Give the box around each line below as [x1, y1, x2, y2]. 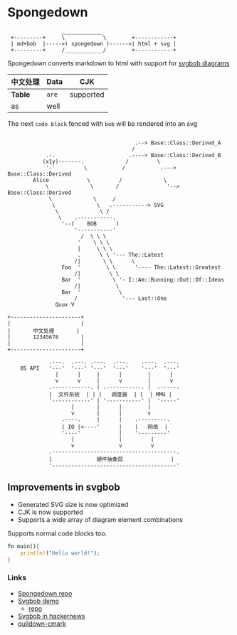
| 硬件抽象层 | [48, 456, 174, 463]
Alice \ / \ [33, 176, 167, 183]
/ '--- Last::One [74, 294, 167, 302]
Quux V [55, 301, 75, 308]
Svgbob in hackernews [17, 612, 85, 620]
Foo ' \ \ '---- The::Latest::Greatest [61, 264, 221, 271]
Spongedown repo [17, 589, 73, 597]
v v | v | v [55, 377, 174, 384]
